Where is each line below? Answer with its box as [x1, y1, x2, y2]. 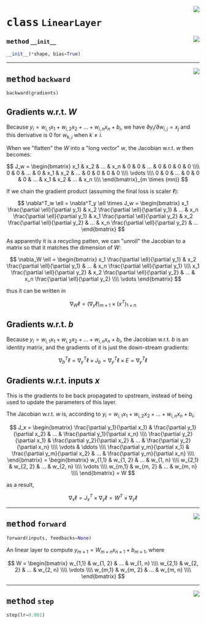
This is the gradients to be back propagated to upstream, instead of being [6, 392, 193, 399]
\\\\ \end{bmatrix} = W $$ [71, 469, 135, 476]
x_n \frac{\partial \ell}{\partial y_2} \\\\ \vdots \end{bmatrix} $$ [24, 276, 182, 283]
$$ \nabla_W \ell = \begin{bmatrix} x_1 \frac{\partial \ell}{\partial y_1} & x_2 [9, 256, 197, 263]
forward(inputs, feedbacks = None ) [6, 535, 92, 541]
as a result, [6, 481, 35, 488]
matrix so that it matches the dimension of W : [6, 244, 121, 251]
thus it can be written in [6, 287, 66, 295]
